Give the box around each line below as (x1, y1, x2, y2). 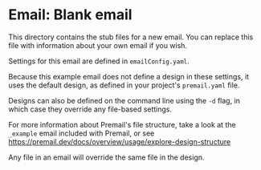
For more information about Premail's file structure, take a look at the (8, 119, 236, 129)
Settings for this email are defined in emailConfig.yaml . (8, 56, 190, 66)
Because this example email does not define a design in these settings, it (8, 71, 250, 81)
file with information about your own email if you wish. (8, 40, 187, 50)
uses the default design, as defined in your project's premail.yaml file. (8, 80, 240, 90)
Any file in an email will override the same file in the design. (8, 152, 205, 162)
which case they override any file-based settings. (8, 104, 173, 114)
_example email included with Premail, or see (8, 128, 155, 138)
